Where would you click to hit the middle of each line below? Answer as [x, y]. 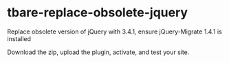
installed [19, 38]
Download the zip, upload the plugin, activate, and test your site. [98, 52]
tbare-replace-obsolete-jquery [97, 13]
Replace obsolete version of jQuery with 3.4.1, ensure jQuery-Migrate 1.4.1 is [115, 32]
